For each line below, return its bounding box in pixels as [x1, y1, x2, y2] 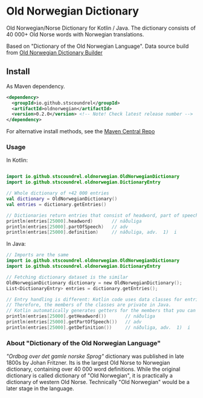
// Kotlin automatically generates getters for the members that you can [6, 308, 196, 314]
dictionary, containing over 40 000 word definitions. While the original [6, 365, 181, 373]
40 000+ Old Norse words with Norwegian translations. [6, 30, 144, 38]
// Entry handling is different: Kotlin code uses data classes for [6, 296, 182, 302]
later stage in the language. [6, 385, 74, 392]
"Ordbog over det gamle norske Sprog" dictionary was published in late [6, 353, 184, 360]
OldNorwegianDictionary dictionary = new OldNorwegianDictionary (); [6, 280, 182, 286]
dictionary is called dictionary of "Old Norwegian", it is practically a [6, 372, 173, 379]
